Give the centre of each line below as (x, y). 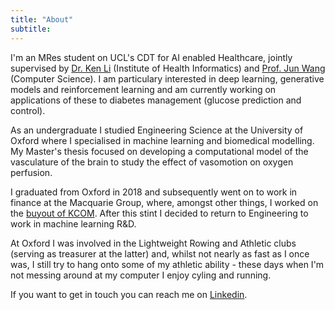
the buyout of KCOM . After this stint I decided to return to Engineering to (159, 213)
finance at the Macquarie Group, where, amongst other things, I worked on (164, 202)
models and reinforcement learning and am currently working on (143, 89)
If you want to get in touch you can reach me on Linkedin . (129, 294)
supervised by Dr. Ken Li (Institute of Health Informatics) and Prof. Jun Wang (168, 68)
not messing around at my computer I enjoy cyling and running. (141, 275)
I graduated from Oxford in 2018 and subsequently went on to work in (154, 192)
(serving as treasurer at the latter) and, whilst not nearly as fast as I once (160, 253)
